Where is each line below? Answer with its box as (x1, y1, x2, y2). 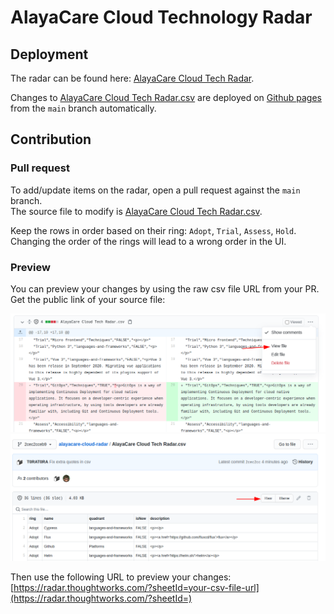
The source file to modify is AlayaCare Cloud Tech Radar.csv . (10, 205, 263, 217)
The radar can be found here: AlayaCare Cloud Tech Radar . (10, 72, 255, 84)
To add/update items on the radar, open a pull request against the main (10, 184, 301, 196)
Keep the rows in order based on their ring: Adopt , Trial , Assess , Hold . (10, 224, 297, 236)
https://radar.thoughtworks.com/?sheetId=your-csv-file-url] (13, 581, 260, 593)
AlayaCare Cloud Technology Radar (10, 6, 313, 29)
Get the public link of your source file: (10, 293, 166, 305)
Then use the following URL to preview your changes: (10, 571, 232, 583)
